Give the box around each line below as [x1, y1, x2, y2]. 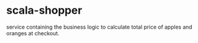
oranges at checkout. [6, 29, 60, 36]
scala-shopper [6, 4, 83, 17]
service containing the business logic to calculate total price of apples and [6, 23, 193, 30]
